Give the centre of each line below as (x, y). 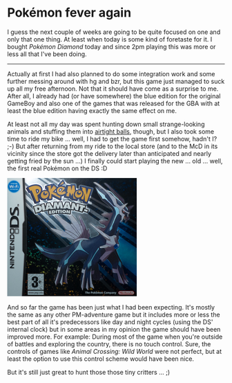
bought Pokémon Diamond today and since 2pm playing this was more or (112, 46)
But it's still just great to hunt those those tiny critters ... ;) (89, 372)
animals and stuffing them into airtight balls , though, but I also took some (111, 131)
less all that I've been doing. (47, 54)
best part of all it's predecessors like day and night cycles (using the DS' (110, 322)
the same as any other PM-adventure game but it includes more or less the (114, 314)
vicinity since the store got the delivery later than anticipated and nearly (109, 153)
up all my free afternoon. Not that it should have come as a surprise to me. (113, 89)
